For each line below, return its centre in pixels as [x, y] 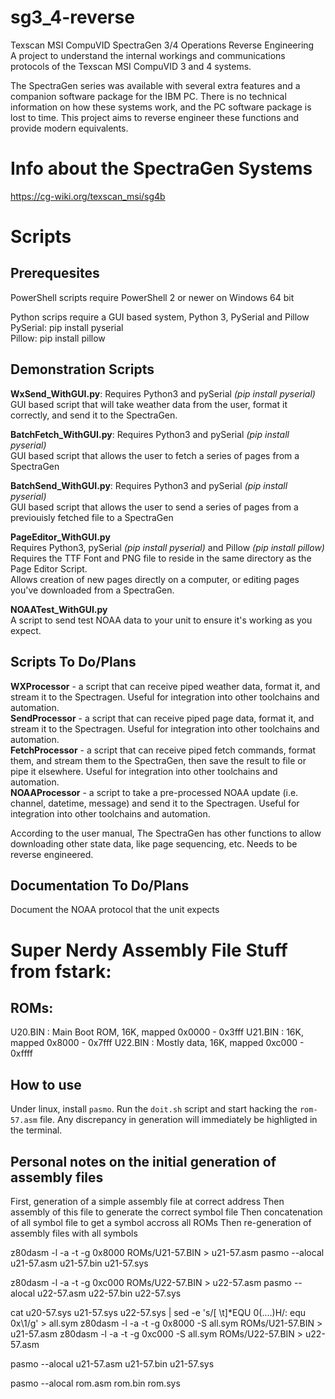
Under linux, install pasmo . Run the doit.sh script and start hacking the [154, 1109]
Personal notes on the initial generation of [143, 1161]
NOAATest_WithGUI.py [59, 609]
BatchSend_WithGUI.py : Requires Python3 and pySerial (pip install [149, 485]
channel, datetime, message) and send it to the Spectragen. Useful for [155, 803]
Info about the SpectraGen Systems [161, 168]
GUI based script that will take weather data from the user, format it [149, 404]
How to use [46, 1084]
